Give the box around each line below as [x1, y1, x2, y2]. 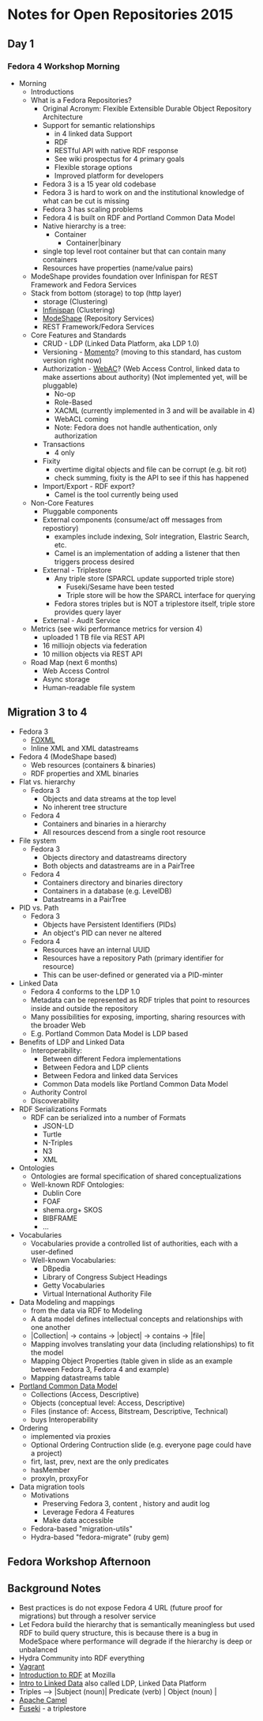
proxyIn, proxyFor [30, 1473, 88, 1482]
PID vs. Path [18, 903, 59, 912]
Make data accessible [42, 1515, 114, 1525]
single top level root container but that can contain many [42, 246, 227, 256]
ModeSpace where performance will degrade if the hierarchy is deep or [18, 1636, 253, 1646]
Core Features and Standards [30, 330, 127, 340]
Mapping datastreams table [30, 1373, 120, 1382]
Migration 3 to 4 [7, 705, 88, 720]
